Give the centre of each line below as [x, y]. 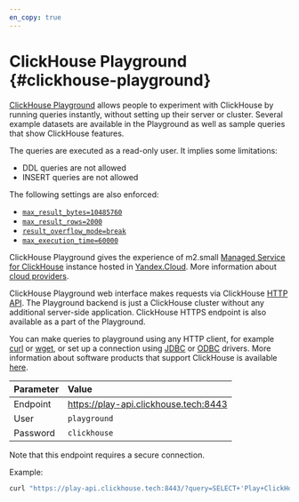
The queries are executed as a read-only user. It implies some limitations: [143, 150]
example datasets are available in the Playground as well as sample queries [147, 124]
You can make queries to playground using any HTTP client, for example [142, 339]
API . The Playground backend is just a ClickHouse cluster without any [137, 302]
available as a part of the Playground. [77, 322]
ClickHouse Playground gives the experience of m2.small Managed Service [148, 257]
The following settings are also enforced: [84, 194]
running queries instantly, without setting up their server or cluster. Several [146, 114]
